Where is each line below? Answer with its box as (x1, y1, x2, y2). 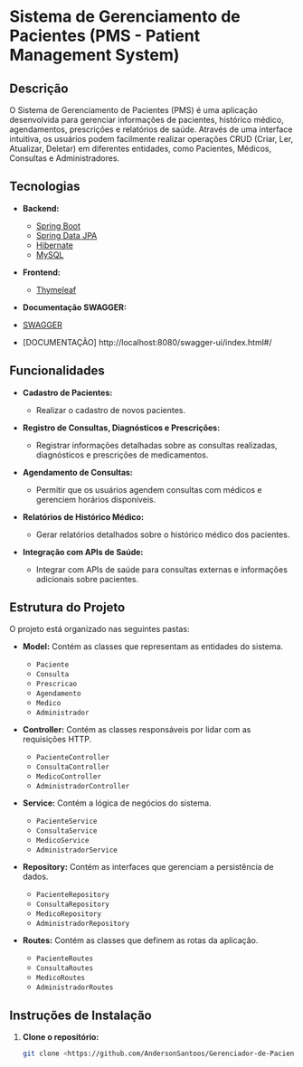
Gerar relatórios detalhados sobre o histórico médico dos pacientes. (35, 529, 290, 540)
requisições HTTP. (22, 734, 92, 745)
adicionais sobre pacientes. (35, 573, 138, 584)
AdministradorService (35, 845, 118, 855)
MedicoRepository (35, 910, 102, 919)
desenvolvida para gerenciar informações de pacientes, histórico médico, (9, 115, 284, 125)
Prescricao (35, 680, 78, 689)
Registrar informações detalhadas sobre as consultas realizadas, (35, 439, 278, 450)
